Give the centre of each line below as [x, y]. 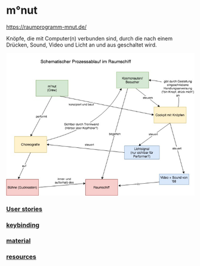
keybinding [23, 225]
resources [21, 257]
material [19, 241]
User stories [24, 209]
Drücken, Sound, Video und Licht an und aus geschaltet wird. [81, 45]
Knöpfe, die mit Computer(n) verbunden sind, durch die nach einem [90, 38]
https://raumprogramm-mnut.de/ [47, 27]
